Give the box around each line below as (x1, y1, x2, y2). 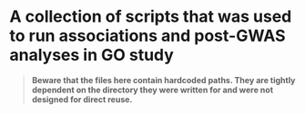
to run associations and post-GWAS (9, 25, 286, 46)
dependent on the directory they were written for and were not (31, 84, 274, 95)
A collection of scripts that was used (9, 6, 292, 27)
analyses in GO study (9, 45, 175, 65)
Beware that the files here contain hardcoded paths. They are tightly (31, 74, 296, 85)
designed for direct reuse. (31, 93, 133, 105)
